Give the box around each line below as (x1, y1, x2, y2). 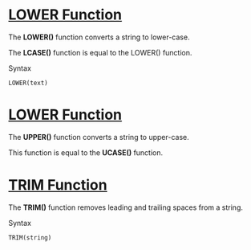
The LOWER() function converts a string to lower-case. (8, 32, 190, 42)
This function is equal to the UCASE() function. (8, 147, 164, 158)
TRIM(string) (8, 233, 52, 242)
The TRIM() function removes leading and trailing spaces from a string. (8, 203, 243, 212)
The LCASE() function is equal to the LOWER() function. (8, 47, 192, 57)
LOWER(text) (8, 79, 48, 87)
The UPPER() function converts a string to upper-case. (8, 132, 190, 141)
